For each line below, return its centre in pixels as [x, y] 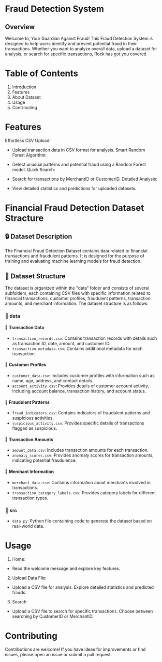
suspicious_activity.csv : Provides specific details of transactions [78, 423]
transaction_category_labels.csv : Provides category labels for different [84, 492]
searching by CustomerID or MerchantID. [53, 616]
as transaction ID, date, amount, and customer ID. [61, 343]
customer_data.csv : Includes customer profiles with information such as [83, 376]
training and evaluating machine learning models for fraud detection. [73, 261]
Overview [20, 27]
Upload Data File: [29, 578]
